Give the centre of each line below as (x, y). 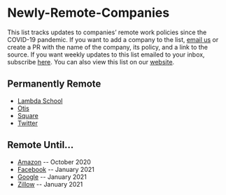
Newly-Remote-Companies (89, 13)
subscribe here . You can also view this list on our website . (91, 62)
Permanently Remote (54, 84)
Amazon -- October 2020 (54, 161)
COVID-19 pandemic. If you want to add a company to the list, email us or (113, 39)
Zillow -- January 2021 (50, 184)
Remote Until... (41, 145)
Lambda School (40, 101)
